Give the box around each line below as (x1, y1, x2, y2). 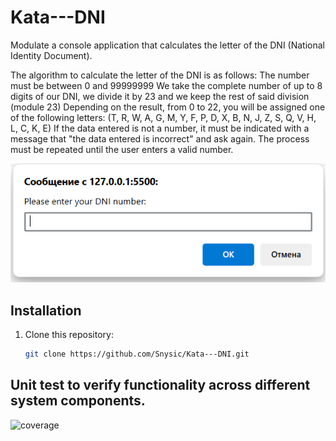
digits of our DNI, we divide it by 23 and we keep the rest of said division (10, 90, 310, 102)
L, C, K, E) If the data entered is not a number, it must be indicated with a (10, 122, 310, 134)
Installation (10, 302, 82, 319)
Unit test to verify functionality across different (10, 377, 311, 394)
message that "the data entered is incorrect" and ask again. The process (10, 132, 310, 145)
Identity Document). (10, 49, 93, 61)
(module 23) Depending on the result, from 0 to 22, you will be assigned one (10, 101, 326, 113)
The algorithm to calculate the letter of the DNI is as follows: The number (10, 69, 310, 81)
